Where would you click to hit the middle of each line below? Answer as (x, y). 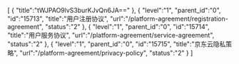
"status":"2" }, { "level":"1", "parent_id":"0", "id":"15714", (127, 27)
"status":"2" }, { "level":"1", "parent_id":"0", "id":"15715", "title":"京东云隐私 (117, 44)
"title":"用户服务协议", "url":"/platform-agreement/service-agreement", (111, 35)
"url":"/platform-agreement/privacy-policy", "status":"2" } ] (106, 53)
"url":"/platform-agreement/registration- (169, 18)
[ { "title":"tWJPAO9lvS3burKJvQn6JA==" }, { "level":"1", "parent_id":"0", (114, 10)
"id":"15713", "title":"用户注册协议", (58, 18)
